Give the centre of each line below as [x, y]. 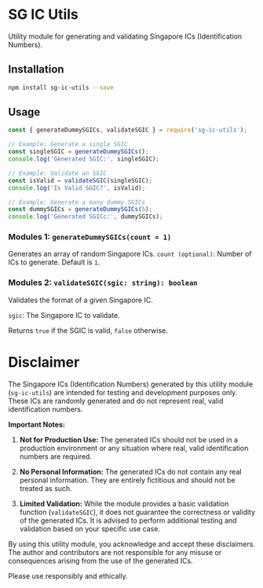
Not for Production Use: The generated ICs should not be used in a [128, 439]
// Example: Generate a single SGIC [68, 144]
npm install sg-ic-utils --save [61, 87]
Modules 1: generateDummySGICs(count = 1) [90, 237]
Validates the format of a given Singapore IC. [80, 300]
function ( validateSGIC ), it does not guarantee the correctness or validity [137, 512]
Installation [36, 70]
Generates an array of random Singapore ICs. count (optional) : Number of [130, 254]
